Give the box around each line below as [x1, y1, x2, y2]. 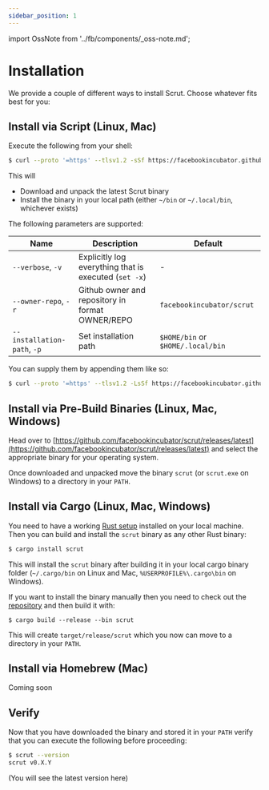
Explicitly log [78, 251, 126, 263]
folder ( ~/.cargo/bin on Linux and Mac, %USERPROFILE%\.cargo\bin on [8, 567, 237, 577]
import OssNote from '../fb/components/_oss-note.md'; [8, 34, 191, 43]
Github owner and [78, 285, 146, 296]
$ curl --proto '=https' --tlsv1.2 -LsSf [8, 379, 149, 388]
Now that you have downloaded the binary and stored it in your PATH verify [8, 728, 254, 737]
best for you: [8, 97, 50, 106]
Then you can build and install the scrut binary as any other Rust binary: [8, 529, 247, 539]
